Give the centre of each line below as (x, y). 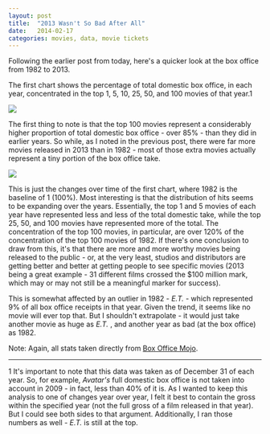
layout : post (30, 16)
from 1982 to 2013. (39, 70)
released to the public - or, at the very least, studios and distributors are (127, 257)
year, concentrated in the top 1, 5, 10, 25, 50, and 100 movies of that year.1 (131, 94)
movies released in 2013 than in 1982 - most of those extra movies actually (132, 150)
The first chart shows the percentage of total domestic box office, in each (131, 85)
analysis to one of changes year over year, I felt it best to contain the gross (132, 397)
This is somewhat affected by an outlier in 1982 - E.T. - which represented (131, 299)
